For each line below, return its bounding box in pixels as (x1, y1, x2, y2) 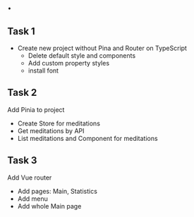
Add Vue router (7, 173, 52, 182)
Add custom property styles (28, 59, 110, 67)
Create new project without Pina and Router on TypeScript (17, 44, 187, 52)
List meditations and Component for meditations (17, 134, 158, 142)
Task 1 (7, 25, 35, 37)
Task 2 (7, 87, 37, 99)
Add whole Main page (17, 201, 82, 210)
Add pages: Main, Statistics (17, 187, 97, 195)
